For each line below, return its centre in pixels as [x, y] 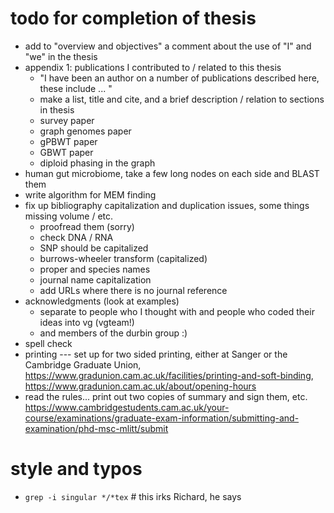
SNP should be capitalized [94, 248]
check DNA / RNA [76, 237]
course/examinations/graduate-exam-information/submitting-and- [162, 418]
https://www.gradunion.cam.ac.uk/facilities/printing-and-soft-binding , [169, 375]
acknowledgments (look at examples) [102, 301]
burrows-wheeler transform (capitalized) [123, 258]
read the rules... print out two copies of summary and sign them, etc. [166, 396]
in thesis [57, 109]
